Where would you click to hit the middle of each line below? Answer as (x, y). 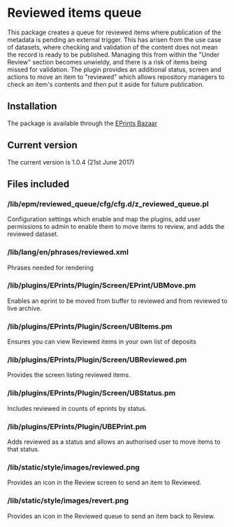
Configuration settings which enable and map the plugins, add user (104, 219)
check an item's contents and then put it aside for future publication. (106, 84)
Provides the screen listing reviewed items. (69, 375)
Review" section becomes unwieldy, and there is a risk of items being (107, 62)
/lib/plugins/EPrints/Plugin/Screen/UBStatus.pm (92, 393)
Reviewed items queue (74, 13)
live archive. (24, 308)
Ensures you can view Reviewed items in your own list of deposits (102, 342)
